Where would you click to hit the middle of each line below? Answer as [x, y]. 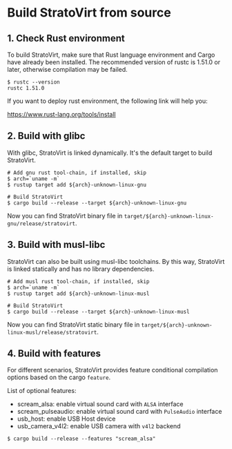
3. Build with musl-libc [56, 245]
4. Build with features [54, 354]
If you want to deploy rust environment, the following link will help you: [108, 101]
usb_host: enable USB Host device [66, 419]
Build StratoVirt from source [89, 13]
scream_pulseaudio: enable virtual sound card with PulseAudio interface [119, 412]
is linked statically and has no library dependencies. [81, 269]
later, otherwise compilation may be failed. [67, 69]
